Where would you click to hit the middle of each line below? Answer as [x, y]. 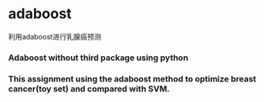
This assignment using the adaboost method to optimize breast [132, 78]
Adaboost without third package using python [98, 58]
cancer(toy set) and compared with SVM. [89, 89]
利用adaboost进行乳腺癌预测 [55, 36]
